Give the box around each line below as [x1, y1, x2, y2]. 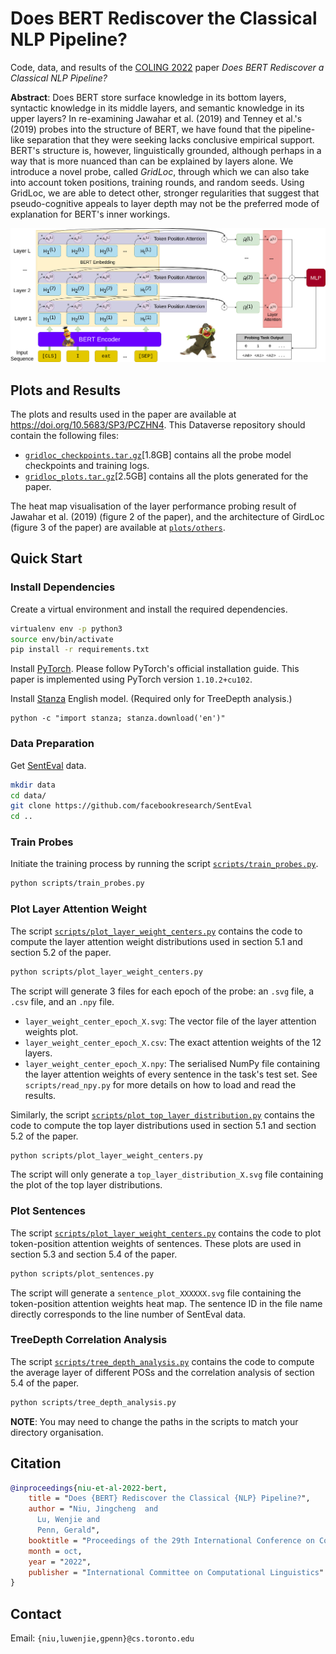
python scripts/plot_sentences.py [10, 1268, 155, 1279]
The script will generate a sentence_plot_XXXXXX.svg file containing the [10, 1287, 302, 1299]
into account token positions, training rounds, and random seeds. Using [10, 176, 305, 188]
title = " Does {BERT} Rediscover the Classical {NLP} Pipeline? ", [28, 1493, 311, 1504]
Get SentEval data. [10, 759, 87, 771]
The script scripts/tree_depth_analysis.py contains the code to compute [10, 1355, 315, 1367]
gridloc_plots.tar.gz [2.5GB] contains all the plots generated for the [24, 470, 309, 482]
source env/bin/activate [10, 634, 114, 644]
